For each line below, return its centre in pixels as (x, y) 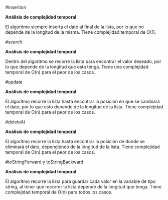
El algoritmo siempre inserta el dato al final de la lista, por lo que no (74, 27)
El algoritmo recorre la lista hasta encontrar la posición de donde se (75, 141)
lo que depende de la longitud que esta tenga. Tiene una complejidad (77, 67)
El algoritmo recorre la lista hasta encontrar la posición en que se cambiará (82, 101)
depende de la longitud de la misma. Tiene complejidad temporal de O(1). (81, 32)
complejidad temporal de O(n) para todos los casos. (59, 192)
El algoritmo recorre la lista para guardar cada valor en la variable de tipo (80, 181)
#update (14, 82)
